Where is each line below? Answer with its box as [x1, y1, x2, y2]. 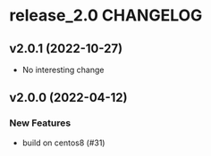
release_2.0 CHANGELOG [9, 5, 203, 26]
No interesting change [21, 64, 105, 75]
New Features [9, 117, 72, 129]
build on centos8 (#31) [21, 137, 105, 148]
